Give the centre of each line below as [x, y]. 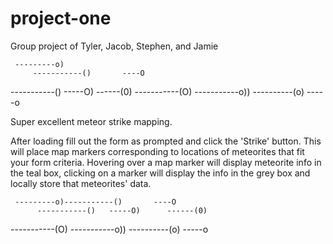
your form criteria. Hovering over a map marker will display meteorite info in [166, 162]
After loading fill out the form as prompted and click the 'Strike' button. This [166, 141]
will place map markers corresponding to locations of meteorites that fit [157, 151]
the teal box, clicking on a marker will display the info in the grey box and [160, 173]
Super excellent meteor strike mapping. [91, 121]
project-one [61, 18]
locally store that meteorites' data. [81, 183]
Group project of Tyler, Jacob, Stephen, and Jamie [114, 46]
